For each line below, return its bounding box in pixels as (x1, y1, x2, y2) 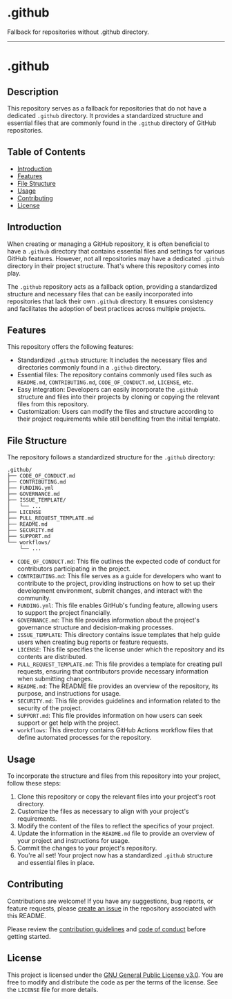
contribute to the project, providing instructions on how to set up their (17, 579, 215, 588)
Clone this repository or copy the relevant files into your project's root (17, 792, 216, 801)
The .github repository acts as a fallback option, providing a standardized (7, 282, 217, 291)
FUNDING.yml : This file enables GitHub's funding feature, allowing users (17, 601, 218, 609)
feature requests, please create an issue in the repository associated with (7, 904, 216, 913)
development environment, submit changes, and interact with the (17, 587, 203, 595)
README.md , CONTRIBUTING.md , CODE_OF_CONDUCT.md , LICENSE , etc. (17, 378, 194, 386)
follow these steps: (7, 779, 61, 787)
